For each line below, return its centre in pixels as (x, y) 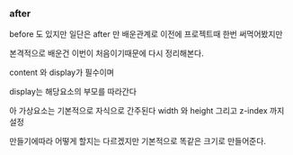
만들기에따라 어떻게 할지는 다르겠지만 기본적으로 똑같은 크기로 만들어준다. (138, 141)
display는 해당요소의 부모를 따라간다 (73, 92)
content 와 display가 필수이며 (62, 73)
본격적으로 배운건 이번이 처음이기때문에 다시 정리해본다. (107, 53)
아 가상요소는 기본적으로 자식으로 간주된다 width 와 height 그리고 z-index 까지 (147, 111)
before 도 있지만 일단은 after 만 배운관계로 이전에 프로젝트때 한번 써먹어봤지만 (146, 34)
